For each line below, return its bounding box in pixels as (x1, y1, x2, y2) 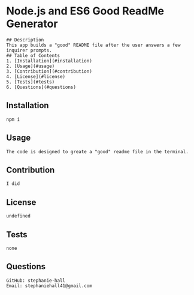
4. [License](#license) (6, 73, 66, 79)
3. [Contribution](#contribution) (6, 68, 93, 75)
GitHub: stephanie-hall (6, 278, 66, 284)
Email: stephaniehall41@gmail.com (6, 282, 93, 289)
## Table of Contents (6, 52, 60, 58)
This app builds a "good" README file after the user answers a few (6, 42, 181, 48)
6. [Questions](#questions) (6, 84, 77, 90)
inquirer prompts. (6, 47, 52, 53)
